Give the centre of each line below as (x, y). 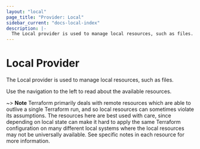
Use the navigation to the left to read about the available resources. (89, 91)
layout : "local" (26, 12)
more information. (28, 141)
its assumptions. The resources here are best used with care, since (89, 116)
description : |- (26, 28)
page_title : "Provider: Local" (45, 17)
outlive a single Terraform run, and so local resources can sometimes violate (100, 109)
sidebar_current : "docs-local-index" (53, 23)
